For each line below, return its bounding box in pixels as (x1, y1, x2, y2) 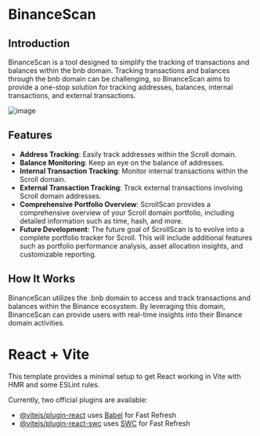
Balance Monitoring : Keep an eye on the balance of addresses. (19, 158, 225, 167)
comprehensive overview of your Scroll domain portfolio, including (19, 208, 235, 217)
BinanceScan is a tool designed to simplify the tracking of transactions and (8, 57, 250, 67)
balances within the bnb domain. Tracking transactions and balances (8, 66, 230, 75)
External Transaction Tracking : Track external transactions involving (19, 183, 243, 192)
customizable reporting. (19, 249, 97, 259)
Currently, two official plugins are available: (8, 394, 148, 405)
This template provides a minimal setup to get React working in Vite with (8, 371, 241, 381)
